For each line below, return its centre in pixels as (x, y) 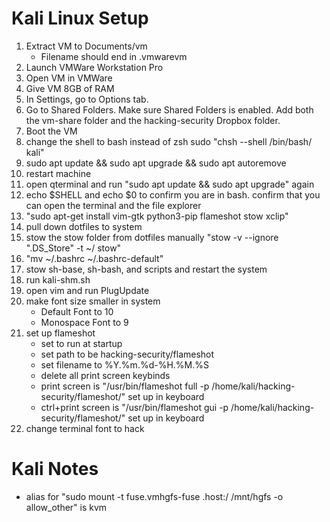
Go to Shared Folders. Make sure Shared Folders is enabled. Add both (169, 109)
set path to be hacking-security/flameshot (127, 354)
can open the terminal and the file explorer (113, 205)
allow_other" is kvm (66, 507)
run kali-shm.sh (58, 279)
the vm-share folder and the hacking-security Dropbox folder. (153, 120)
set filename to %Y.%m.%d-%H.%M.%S (125, 364)
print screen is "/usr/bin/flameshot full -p (125, 386)
